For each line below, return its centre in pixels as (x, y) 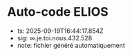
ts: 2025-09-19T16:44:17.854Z (60, 31)
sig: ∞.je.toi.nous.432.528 (55, 38)
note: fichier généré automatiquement (71, 45)
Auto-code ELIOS (58, 12)
